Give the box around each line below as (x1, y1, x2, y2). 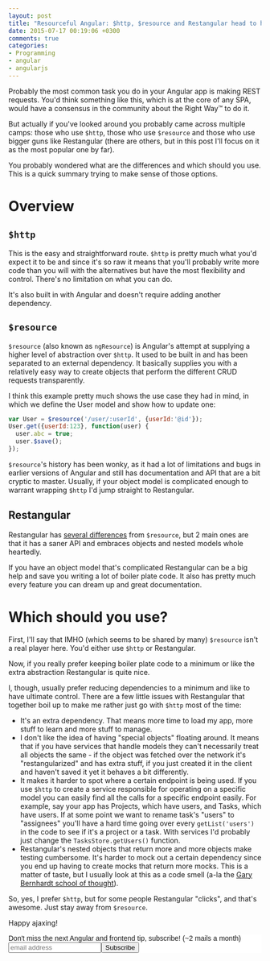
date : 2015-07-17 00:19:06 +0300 (8, 27, 121, 35)
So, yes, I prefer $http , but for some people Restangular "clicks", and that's (8, 893, 257, 903)
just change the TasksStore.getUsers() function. (19, 835, 181, 845)
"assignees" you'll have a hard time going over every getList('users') (19, 818, 255, 828)
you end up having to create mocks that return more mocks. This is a (19, 861, 249, 871)
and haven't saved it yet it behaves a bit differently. (19, 767, 189, 777)
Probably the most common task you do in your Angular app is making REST (8, 86, 261, 96)
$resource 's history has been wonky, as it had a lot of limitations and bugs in (8, 459, 261, 469)
